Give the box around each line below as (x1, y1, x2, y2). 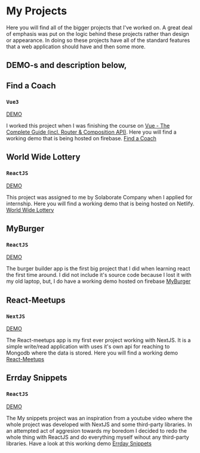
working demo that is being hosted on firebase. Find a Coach (6, 135, 156, 142)
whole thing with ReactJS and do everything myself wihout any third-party (6, 433, 189, 440)
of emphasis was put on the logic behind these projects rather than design (6, 30, 189, 37)
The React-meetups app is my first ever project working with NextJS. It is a (6, 337, 191, 344)
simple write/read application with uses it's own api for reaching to (6, 343, 170, 350)
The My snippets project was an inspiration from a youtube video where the (6, 414, 193, 421)
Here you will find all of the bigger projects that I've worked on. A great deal (6, 24, 193, 31)
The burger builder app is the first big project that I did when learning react (6, 265, 190, 272)
